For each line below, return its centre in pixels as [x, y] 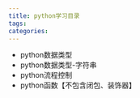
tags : [17, 23]
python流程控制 [46, 75]
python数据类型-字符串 [58, 65]
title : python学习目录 [44, 16]
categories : [28, 31]
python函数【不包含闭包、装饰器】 [78, 85]
